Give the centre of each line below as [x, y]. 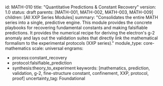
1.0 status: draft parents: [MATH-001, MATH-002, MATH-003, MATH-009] [79, 12]
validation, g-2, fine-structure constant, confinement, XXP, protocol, [80, 73]
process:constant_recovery [39, 58]
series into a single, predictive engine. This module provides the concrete [79, 22]
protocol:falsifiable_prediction [42, 63]
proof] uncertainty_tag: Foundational [48, 78]
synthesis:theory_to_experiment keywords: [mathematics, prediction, [81, 68]
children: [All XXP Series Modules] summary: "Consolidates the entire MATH [81, 17]
